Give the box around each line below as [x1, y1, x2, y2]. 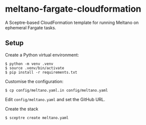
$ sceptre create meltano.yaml [5, 115, 69, 120]
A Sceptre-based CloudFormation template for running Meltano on [5, 20, 139, 25]
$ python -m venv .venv [5, 61, 54, 66]
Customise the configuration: [5, 78, 63, 84]
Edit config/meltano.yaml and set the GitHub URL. [5, 96, 105, 102]
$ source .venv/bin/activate [5, 65, 64, 70]
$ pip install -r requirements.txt [5, 70, 78, 75]
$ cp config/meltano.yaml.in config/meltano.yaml [5, 88, 108, 93]
